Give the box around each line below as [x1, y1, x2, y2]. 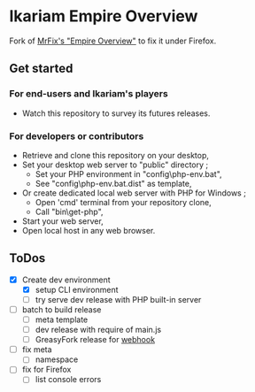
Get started [9, 61, 73, 76]
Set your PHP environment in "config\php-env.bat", [35, 168, 223, 179]
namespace [35, 354, 79, 365]
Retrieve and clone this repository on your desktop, [21, 150, 210, 160]
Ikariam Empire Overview [9, 6, 198, 27]
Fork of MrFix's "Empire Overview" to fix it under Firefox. [9, 35, 217, 46]
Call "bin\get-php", [35, 206, 104, 217]
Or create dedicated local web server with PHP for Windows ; [21, 188, 246, 198]
